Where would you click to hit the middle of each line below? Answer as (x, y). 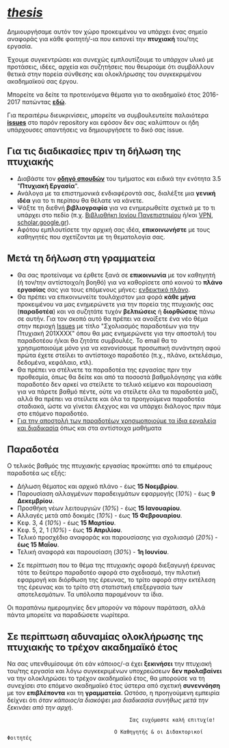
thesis (25, 13)
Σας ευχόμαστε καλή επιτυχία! (172, 720)
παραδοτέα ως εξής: (37, 473)
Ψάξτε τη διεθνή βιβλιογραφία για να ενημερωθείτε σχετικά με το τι (116, 208)
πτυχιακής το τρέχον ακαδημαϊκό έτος (93, 647)
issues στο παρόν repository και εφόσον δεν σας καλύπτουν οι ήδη (103, 122)
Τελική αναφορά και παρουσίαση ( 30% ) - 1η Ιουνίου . (93, 552)
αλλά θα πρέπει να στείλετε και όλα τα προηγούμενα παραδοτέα (111, 398)
